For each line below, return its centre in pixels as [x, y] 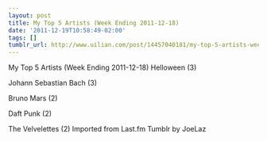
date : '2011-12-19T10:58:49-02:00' [67, 30]
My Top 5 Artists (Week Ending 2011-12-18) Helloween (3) [103, 67]
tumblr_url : [28, 45]
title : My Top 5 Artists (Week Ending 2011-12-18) [94, 23]
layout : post [30, 15]
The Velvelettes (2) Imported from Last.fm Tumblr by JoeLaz [107, 129]
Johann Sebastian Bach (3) [53, 83]
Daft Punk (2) [30, 114]
